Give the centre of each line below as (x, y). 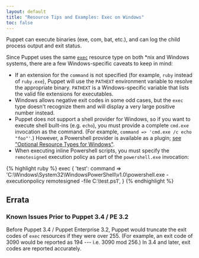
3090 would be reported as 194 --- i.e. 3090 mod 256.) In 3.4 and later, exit (98, 242)
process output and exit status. (44, 46)
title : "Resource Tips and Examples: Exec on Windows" (75, 17)
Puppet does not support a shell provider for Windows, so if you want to (102, 119)
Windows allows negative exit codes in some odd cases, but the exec (99, 100)
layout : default (26, 12)
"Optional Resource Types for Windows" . (65, 144)
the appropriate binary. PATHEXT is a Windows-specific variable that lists (102, 88)
